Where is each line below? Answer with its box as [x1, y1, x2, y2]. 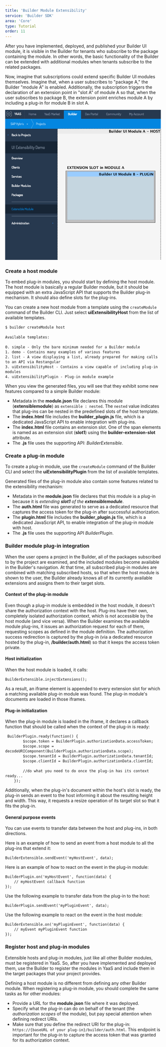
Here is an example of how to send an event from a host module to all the [5, 840, 154, 846]
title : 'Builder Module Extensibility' [5, 8, 87, 13]
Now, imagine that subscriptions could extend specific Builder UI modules [5, 74, 156, 80]
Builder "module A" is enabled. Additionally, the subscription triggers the [5, 84, 152, 90]
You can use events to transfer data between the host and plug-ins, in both [5, 825, 158, 831]
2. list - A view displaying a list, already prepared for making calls [5, 354, 158, 360]
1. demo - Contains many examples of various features [5, 349, 121, 355]
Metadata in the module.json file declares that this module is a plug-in [12, 493, 156, 499]
